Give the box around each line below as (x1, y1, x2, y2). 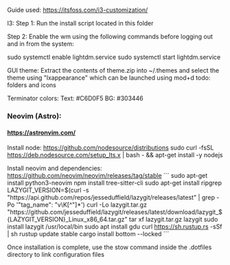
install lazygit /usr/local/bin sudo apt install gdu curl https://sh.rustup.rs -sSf (7, 222, 222, 231)
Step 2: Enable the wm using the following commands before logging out (7, 32, 213, 41)
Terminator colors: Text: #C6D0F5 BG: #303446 (7, 94, 144, 102)
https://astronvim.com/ (7, 128, 76, 137)
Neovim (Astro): (7, 111, 62, 121)
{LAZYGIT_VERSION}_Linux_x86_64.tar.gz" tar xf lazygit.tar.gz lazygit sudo (7, 216, 218, 224)
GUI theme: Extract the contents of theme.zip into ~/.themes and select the (7, 67, 220, 74)
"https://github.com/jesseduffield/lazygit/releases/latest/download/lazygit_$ (7, 208, 223, 216)
